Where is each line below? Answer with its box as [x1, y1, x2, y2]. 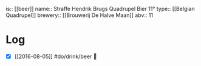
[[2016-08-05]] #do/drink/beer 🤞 [14, 53, 97, 60]
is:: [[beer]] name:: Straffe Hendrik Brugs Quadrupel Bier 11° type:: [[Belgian [5, 5, 195, 12]
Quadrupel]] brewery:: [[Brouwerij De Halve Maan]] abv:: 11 [5, 12, 153, 19]
